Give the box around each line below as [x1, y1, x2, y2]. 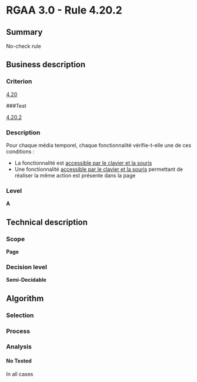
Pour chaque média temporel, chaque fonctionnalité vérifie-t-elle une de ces [6, 141, 192, 149]
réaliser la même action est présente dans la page [14, 172, 136, 179]
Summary [6, 27, 43, 37]
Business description [6, 60, 86, 70]
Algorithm [6, 293, 44, 304]
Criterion [6, 77, 32, 85]
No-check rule [6, 42, 41, 50]
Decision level [6, 263, 47, 271]
